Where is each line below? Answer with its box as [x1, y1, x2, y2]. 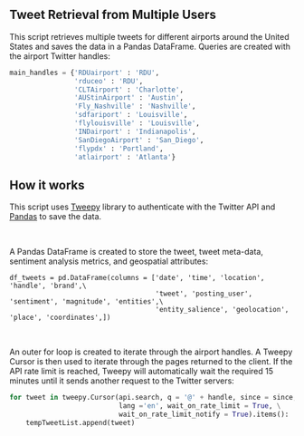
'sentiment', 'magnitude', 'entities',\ [9, 297, 165, 306]
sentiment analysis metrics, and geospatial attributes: [9, 256, 209, 266]
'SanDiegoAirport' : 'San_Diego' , [73, 135, 204, 144]
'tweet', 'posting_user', [155, 289, 253, 298]
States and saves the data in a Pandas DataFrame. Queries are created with [9, 41, 291, 52]
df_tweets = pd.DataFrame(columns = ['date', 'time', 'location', [9, 274, 265, 283]
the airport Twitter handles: [9, 50, 111, 62]
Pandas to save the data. [9, 211, 102, 222]
